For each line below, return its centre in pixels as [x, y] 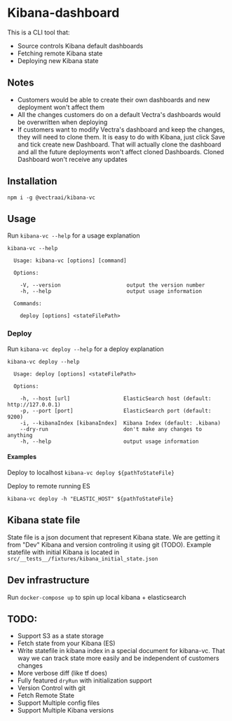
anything [20, 435]
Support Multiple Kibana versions [66, 710]
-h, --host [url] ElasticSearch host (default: [116, 398]
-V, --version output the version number [112, 285]
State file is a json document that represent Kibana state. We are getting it [114, 537]
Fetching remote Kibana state [60, 53]
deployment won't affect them [61, 107]
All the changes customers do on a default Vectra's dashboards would [119, 114]
